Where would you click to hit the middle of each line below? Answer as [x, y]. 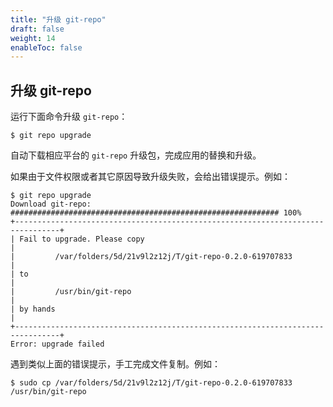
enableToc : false [46, 47]
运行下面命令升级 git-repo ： [69, 117]
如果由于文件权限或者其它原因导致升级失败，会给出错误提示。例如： [150, 177]
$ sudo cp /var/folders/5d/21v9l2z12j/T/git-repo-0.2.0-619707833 [151, 383]
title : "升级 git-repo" [58, 19]
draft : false [37, 29]
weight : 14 [33, 38]
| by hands [33, 309]
